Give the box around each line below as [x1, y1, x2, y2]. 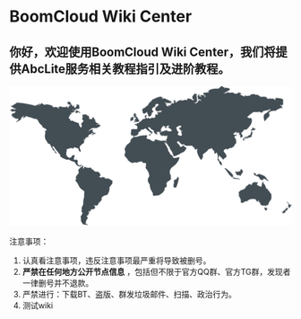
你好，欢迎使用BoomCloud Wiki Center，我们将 [9, 44, 276, 59]
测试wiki [21, 299, 54, 311]
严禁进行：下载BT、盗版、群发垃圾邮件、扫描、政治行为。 [21, 288, 237, 299]
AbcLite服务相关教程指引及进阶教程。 [21, 61, 230, 76]
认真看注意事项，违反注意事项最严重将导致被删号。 [21, 254, 211, 266]
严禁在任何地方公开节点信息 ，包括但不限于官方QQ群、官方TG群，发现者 [21, 266, 291, 277]
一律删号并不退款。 [21, 277, 94, 288]
